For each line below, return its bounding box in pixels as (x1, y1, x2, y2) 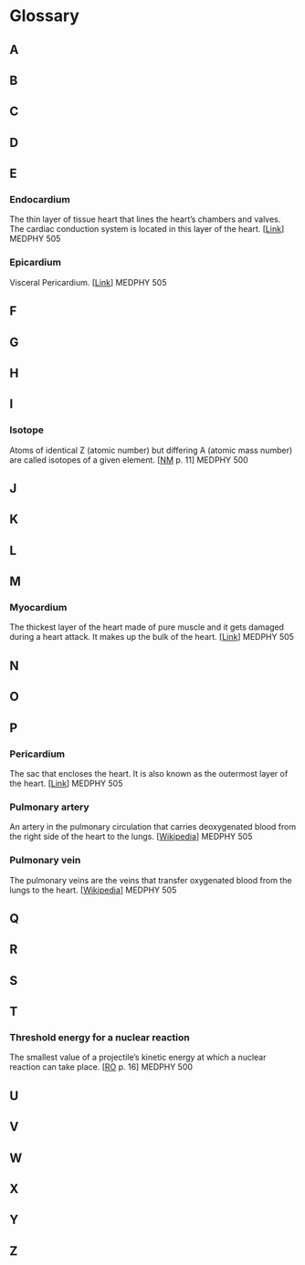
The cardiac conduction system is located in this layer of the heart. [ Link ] (9, 224, 285, 235)
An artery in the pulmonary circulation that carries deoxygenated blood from (9, 821, 297, 832)
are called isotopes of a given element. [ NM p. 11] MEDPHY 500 (9, 454, 248, 465)
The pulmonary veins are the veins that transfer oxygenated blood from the (9, 874, 292, 885)
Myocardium (9, 601, 68, 614)
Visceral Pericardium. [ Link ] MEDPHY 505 (9, 277, 167, 287)
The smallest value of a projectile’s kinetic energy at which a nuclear (9, 1051, 267, 1063)
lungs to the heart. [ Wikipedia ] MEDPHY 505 (9, 884, 177, 895)
